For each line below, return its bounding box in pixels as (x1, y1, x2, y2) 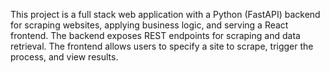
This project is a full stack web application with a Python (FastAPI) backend (10, 9, 321, 20)
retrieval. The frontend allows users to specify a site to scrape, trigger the (10, 40, 314, 52)
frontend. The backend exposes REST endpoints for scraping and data (10, 30, 301, 41)
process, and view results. (10, 51, 119, 63)
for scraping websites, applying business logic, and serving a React (10, 19, 289, 31)
